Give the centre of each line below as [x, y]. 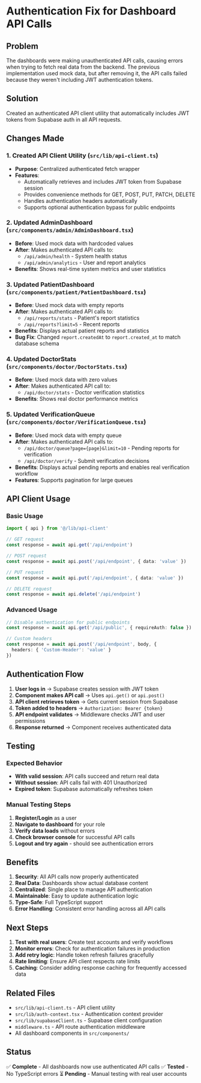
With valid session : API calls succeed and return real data [87, 776]
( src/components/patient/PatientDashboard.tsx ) [76, 292]
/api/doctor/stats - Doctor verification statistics [84, 393]
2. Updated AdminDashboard [49, 223]
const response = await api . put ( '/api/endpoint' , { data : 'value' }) [95, 578]
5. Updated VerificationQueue [51, 415]
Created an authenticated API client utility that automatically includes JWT [98, 113]
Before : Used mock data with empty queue [68, 435]
